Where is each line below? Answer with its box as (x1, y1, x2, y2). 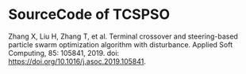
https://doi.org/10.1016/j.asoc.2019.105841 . (8, 57, 147, 66)
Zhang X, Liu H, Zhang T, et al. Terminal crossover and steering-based (8, 31, 238, 41)
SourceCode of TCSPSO (8, 6, 171, 24)
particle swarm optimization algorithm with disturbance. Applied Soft (8, 39, 233, 49)
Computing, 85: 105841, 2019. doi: (8, 48, 120, 57)
